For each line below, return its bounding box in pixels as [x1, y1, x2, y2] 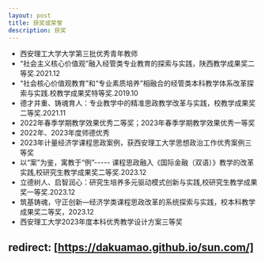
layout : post [8, 11, 51, 20]
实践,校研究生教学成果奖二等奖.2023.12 [19, 168, 147, 177]
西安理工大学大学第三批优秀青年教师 [19, 49, 138, 59]
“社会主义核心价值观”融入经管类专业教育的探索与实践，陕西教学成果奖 [19, 59, 248, 68]
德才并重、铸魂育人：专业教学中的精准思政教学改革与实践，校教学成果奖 [19, 98, 256, 108]
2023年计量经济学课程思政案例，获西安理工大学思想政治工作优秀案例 [19, 138, 245, 147]
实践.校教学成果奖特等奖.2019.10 [33, 89, 138, 98]
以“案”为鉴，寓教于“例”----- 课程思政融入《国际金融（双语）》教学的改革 [19, 158, 255, 167]
